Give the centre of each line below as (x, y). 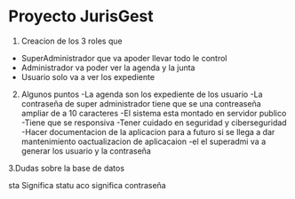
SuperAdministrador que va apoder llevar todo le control (124, 58)
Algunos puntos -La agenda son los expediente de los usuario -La (142, 94)
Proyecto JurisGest (81, 16)
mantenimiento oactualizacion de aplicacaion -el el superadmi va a (144, 141)
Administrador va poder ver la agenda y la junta (108, 68)
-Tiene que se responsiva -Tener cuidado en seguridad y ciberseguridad (154, 123)
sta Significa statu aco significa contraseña (87, 185)
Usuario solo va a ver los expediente (88, 76)
